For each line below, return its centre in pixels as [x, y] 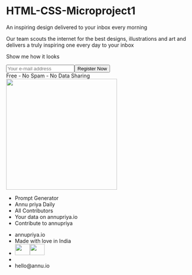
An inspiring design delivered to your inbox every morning [77, 27]
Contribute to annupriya [43, 223]
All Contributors [34, 211]
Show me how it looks [33, 56]
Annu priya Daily [35, 204]
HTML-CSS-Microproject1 [71, 11]
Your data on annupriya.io [46, 216]
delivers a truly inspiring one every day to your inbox [70, 45]
